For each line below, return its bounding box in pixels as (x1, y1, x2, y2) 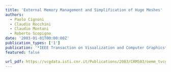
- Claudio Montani (10, 26, 49, 31)
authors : (5, 12, 24, 17)
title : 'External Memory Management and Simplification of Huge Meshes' (5, 7, 163, 13)
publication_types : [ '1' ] (5, 41, 60, 46)
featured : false (5, 50, 40, 55)
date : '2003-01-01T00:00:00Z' (5, 36, 70, 41)
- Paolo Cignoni (10, 17, 44, 22)
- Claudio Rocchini (10, 21, 51, 27)
